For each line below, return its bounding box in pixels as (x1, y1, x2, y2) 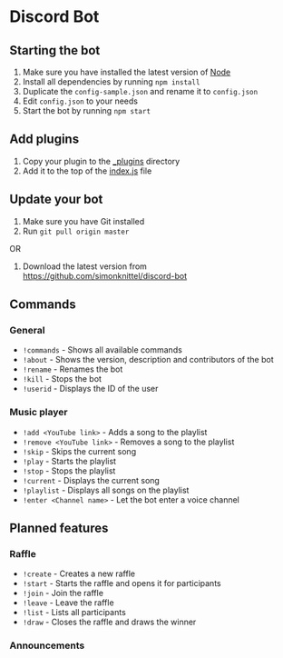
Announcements (9, 639, 85, 652)
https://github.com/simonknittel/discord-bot (22, 270, 188, 281)
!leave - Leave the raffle (22, 597, 115, 608)
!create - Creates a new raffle (22, 568, 136, 579)
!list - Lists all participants (22, 607, 127, 618)
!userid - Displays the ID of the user (22, 384, 159, 394)
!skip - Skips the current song (22, 445, 137, 456)
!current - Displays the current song (22, 474, 161, 485)
